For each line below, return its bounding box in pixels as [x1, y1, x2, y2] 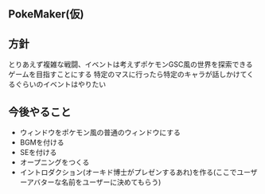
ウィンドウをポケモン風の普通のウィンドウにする [19, 128, 181, 138]
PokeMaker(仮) [8, 7, 84, 21]
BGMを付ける [19, 138, 65, 147]
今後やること [8, 105, 72, 118]
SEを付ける [19, 148, 57, 157]
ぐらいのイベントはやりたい [14, 80, 106, 89]
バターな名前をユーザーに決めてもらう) [33, 177, 162, 187]
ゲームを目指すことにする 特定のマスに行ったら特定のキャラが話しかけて [8, 70, 247, 80]
